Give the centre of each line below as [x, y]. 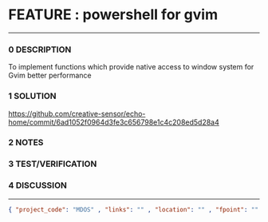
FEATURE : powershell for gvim [113, 15]
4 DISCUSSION [38, 185]
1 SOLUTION [33, 96]
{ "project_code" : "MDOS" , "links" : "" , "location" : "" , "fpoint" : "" [134, 209]
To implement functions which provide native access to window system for [131, 67]
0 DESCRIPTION [40, 50]
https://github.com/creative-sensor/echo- [77, 113]
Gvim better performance [50, 75]
